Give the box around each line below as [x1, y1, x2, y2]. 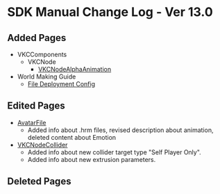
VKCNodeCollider [17, 140, 68, 149]
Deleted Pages [7, 175, 71, 188]
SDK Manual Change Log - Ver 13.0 [7, 4, 213, 20]
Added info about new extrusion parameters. [27, 155, 156, 163]
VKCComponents [17, 50, 67, 58]
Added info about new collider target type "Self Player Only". [27, 147, 201, 156]
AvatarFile [17, 118, 46, 127]
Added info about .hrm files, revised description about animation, [27, 126, 214, 134]
